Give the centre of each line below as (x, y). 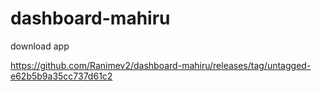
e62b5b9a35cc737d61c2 (61, 76)
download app (40, 46)
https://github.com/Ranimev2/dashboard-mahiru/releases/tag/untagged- (161, 65)
